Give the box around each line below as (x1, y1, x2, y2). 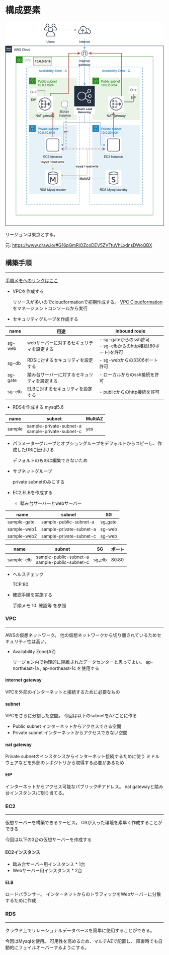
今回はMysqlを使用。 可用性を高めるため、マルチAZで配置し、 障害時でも (5, 938, 158, 944)
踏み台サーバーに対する (27, 372, 76, 378)
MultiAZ (86, 415, 103, 421)
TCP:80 (12, 581, 29, 587)
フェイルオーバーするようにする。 (18, 944, 89, 950)
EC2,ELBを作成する (12, 489, 53, 495)
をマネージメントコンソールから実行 (12, 305, 88, 311)
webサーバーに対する (27, 340, 71, 346)
